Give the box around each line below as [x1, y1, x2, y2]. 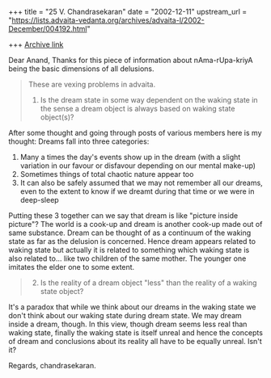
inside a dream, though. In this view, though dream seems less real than [8, 319, 248, 329]
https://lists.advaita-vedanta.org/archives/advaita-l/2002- [11, 15, 205, 25]
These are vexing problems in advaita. [28, 80, 156, 89]
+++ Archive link [8, 40, 64, 49]
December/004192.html [8, 24, 87, 33]
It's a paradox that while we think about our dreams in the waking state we [8, 302, 256, 312]
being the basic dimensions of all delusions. [8, 64, 155, 73]
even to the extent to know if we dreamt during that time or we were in [19, 187, 255, 196]
